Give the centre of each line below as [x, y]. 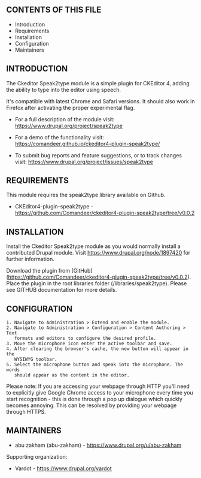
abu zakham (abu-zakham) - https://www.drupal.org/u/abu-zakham [98, 445]
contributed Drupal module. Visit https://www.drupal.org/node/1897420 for [98, 253]
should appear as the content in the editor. [72, 375]
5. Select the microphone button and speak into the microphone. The [95, 365]
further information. [31, 259]
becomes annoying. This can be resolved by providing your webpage [92, 405]
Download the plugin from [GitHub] [49, 271]
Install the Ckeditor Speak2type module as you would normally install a [93, 246]
